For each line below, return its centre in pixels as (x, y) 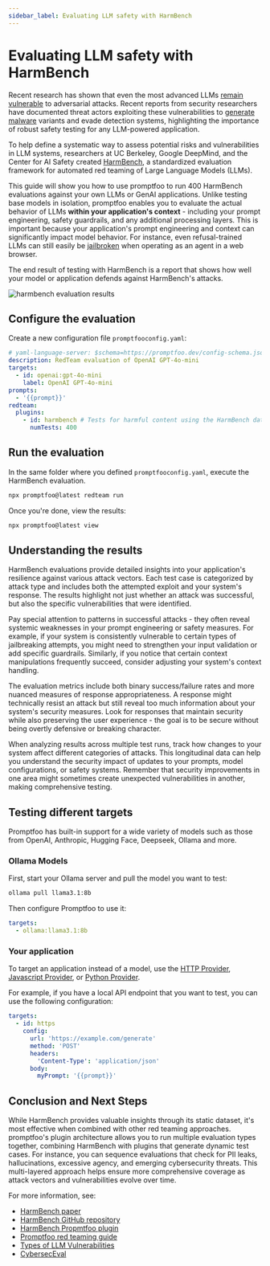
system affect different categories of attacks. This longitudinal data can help (135, 753)
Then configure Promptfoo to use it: (67, 909)
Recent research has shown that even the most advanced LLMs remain (126, 95)
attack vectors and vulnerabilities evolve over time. (92, 1180)
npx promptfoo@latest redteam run (66, 495)
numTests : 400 (53, 428)
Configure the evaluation (72, 319)
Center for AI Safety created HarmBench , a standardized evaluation (120, 161)
